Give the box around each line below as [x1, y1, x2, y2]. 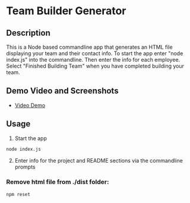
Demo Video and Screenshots [6, 86, 119, 96]
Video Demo [14, 101, 46, 109]
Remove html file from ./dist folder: [6, 178, 109, 186]
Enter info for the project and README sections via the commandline [14, 157, 183, 164]
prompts [14, 163, 36, 170]
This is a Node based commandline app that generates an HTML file [6, 43, 173, 50]
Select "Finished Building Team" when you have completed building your [6, 62, 184, 69]
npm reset [6, 191, 31, 197]
